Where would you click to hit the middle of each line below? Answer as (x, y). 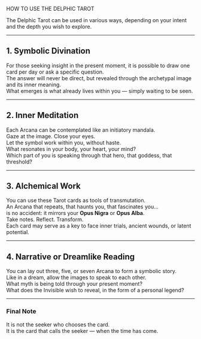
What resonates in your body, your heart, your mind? (71, 149)
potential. (18, 232)
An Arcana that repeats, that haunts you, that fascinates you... (82, 207)
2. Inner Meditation (42, 115)
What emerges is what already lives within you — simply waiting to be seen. (100, 91)
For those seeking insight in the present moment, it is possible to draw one (98, 65)
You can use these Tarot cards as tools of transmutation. (76, 201)
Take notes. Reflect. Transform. (45, 220)
